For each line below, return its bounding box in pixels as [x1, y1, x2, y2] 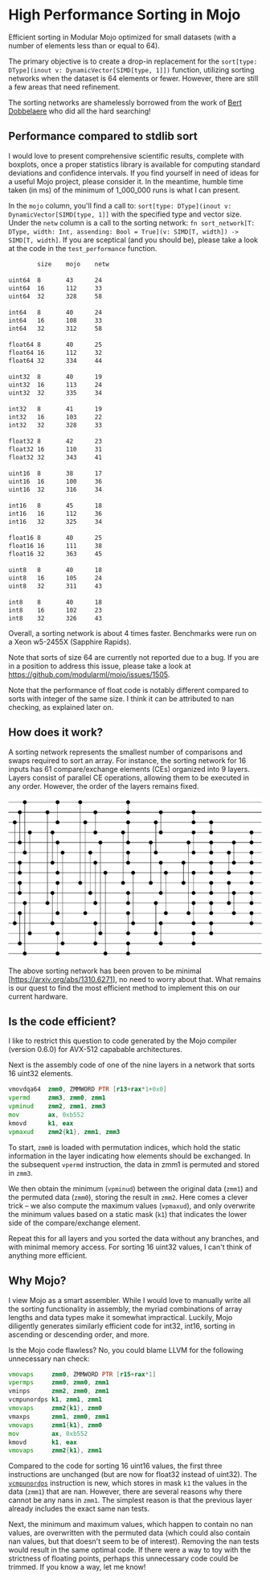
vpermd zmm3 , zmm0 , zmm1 [8, 1094, 106, 1102]
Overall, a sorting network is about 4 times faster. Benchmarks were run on [8, 628, 257, 637]
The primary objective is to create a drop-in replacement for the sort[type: [8, 56, 258, 66]
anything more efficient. [8, 1250, 88, 1260]
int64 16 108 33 [8, 316, 103, 324]
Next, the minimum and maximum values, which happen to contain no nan [8, 1520, 253, 1529]
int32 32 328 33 [8, 421, 103, 429]
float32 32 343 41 [8, 453, 103, 461]
